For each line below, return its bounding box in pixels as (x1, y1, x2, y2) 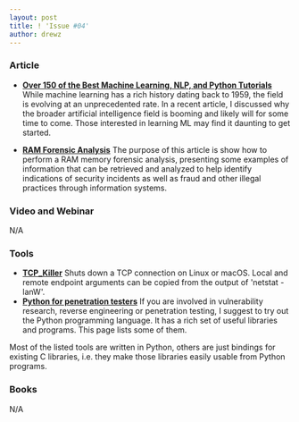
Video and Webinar (9, 205, 95, 217)
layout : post (9, 13, 58, 22)
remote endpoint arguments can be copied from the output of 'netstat (21, 277, 278, 288)
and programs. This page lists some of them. (21, 325, 187, 335)
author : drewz (9, 30, 62, 38)
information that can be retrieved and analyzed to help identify (21, 163, 253, 174)
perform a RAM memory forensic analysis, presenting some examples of (21, 154, 289, 165)
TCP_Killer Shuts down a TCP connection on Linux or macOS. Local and (21, 267, 288, 278)
